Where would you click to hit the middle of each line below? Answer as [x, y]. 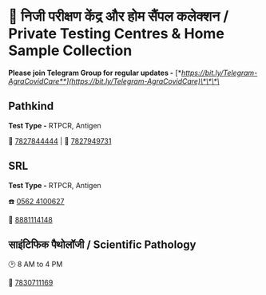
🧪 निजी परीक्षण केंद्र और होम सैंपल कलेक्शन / [119, 16]
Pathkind [31, 106]
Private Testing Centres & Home [117, 34]
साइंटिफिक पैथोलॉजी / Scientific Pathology [102, 244]
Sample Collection [70, 51]
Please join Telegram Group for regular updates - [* [95, 73]
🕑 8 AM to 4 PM [36, 264]
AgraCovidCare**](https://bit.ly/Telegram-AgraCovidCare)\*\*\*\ [114, 81]
